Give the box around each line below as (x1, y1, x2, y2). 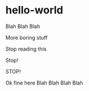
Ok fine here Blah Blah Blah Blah (5, 79, 83, 86)
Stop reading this (5, 45, 47, 52)
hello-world (5, 3, 64, 17)
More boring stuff (5, 34, 48, 41)
